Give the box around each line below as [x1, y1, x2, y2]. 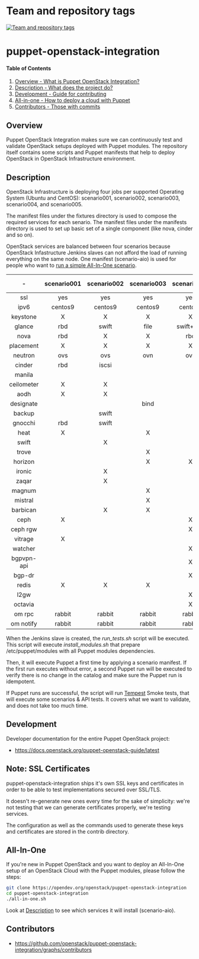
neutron [12, 351, 35, 359]
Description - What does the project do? [14, 84, 113, 92]
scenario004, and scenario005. [6, 200, 83, 207]
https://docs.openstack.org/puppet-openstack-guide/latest [14, 746, 160, 753]
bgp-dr [13, 571, 34, 579]
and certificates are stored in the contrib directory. [6, 828, 129, 835]
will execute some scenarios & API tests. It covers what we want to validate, [6, 696, 191, 703]
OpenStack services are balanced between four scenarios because [6, 243, 171, 250]
